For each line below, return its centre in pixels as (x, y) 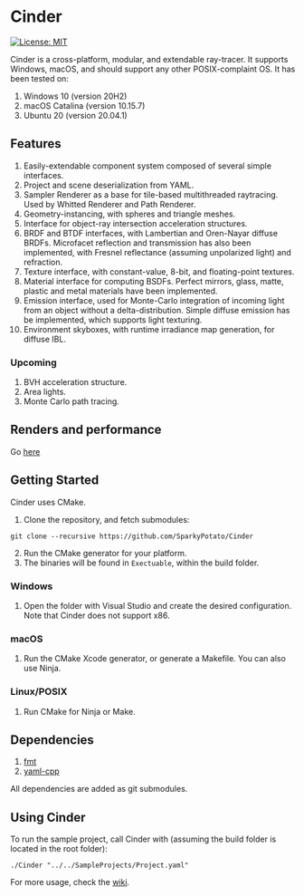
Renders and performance (86, 430)
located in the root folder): (59, 849)
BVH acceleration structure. (75, 382)
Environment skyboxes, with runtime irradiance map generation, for (149, 329)
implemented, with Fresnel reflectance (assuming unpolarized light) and (157, 252)
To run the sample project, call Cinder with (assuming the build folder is (143, 839)
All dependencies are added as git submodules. (99, 789)
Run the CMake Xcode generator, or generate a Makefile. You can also (154, 659)
